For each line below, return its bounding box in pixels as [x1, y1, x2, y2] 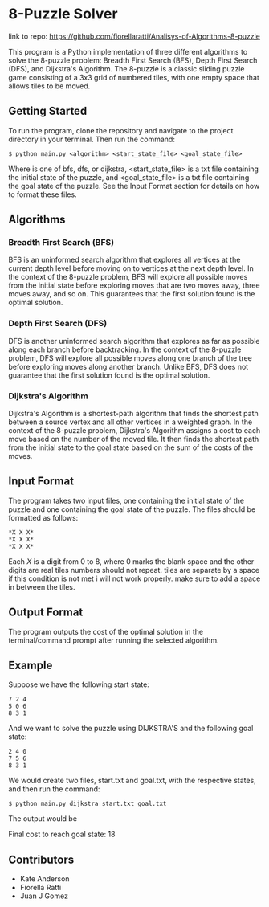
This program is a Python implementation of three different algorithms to [8, 47, 248, 56]
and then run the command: [8, 784, 100, 794]
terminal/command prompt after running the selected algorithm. [8, 635, 219, 645]
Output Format [8, 606, 84, 619]
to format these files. [8, 190, 78, 199]
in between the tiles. [8, 582, 75, 591]
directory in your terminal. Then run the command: [8, 134, 175, 144]
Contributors [8, 852, 75, 866]
